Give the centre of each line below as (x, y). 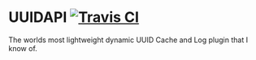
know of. (23, 48)
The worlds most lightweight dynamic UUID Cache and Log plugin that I (128, 40)
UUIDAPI (38, 17)
